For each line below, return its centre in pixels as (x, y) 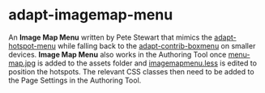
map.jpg (22, 63)
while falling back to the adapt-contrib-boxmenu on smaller (157, 45)
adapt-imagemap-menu (91, 15)
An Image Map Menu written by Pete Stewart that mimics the (111, 37)
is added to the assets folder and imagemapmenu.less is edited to (147, 63)
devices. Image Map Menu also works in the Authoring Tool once (118, 54)
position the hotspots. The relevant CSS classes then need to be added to (131, 71)
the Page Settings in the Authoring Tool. (75, 80)
